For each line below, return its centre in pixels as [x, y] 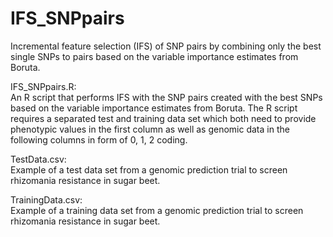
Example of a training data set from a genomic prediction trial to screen [157, 210]
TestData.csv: [38, 159]
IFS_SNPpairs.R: [43, 86]
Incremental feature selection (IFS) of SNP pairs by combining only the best [166, 46]
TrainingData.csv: [46, 199]
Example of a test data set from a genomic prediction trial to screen [149, 169]
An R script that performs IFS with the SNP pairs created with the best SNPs [166, 97]
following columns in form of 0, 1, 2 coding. [99, 139]
